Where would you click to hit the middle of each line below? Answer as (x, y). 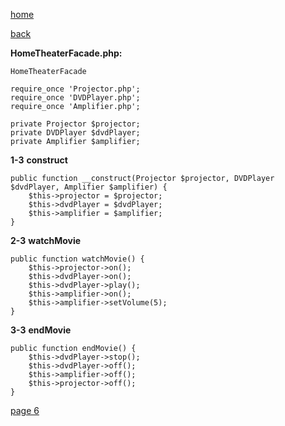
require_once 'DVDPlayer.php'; (75, 98)
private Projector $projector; (75, 124)
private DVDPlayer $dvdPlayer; (75, 133)
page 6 (25, 410)
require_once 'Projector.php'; (75, 89)
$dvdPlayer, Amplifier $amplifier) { (89, 187)
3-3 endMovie (41, 330)
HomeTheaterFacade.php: (66, 53)
